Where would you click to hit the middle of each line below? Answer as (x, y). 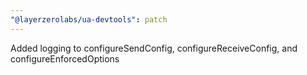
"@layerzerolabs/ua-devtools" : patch (89, 19)
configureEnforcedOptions (65, 58)
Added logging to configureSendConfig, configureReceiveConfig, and (154, 48)
